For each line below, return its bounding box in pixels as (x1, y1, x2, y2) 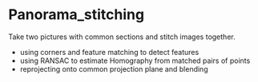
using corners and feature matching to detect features (19, 47, 200, 57)
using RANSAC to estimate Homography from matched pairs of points (19, 56, 251, 65)
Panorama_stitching (8, 6, 145, 24)
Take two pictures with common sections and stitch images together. (8, 32, 236, 41)
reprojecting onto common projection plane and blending (19, 64, 208, 73)
